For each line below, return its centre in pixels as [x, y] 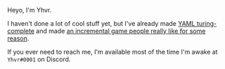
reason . [18, 38]
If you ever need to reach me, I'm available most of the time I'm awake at [112, 52]
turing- [207, 23]
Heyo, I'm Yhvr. [30, 10]
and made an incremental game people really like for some [121, 31]
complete [21, 31]
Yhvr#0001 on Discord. [39, 59]
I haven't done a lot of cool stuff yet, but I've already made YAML [101, 23]
